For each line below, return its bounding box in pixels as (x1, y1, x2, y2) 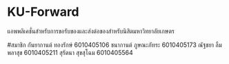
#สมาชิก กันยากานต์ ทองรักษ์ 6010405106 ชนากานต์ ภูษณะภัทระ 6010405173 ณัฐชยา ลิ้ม (7, 41, 222, 49)
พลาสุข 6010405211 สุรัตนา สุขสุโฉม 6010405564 (7, 48, 133, 56)
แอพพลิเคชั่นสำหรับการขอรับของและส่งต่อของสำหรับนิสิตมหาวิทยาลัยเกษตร (7, 27, 175, 35)
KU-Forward (7, 4, 79, 20)
